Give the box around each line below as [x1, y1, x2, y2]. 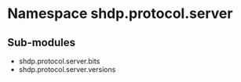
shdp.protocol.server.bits [18, 56, 100, 66]
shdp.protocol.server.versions [18, 65, 116, 74]
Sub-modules [7, 36, 76, 49]
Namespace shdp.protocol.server [7, 5, 233, 23]
